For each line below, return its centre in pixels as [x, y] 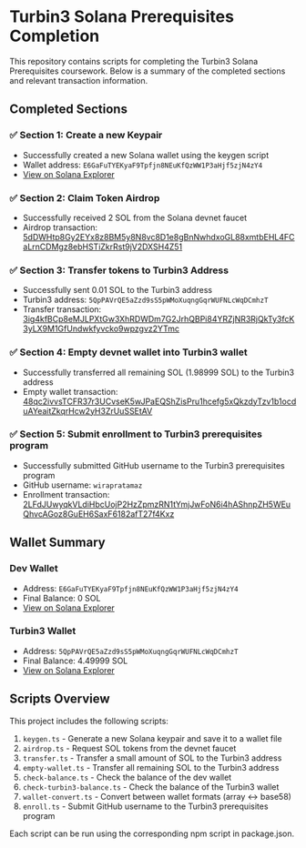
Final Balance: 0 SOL [61, 598]
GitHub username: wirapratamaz [82, 485]
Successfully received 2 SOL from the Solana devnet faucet [135, 217]
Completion [55, 36]
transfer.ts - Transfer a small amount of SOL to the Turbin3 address [152, 758]
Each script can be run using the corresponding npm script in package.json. [152, 833]
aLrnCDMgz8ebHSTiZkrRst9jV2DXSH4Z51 [102, 247]
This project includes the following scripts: [89, 721]
